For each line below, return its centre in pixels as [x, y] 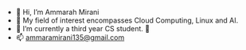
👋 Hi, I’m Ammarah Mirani [57, 12]
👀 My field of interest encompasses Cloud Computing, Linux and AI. [127, 20]
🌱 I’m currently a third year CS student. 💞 [83, 29]
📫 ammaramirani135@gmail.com [70, 37]
